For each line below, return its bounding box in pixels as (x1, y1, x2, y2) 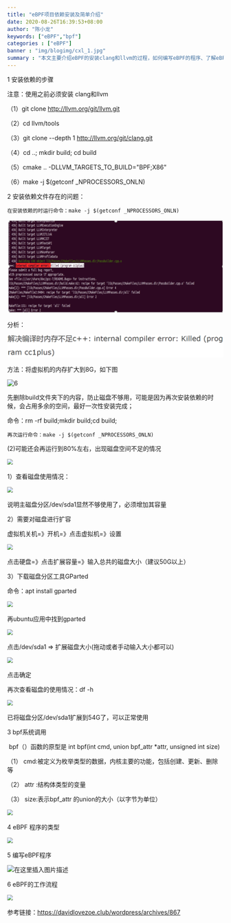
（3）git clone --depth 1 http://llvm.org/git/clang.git (7, 134, 153, 142)
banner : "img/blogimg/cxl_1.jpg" (7, 47, 107, 54)
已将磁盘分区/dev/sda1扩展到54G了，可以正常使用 (7, 713, 149, 722)
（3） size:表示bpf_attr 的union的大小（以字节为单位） (7, 795, 162, 803)
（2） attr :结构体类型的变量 (7, 781, 86, 789)
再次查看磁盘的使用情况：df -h (7, 686, 94, 694)
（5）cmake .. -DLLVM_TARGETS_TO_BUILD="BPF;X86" (7, 162, 167, 171)
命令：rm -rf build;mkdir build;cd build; (7, 416, 118, 425)
